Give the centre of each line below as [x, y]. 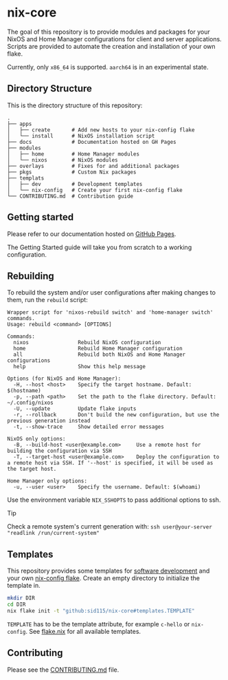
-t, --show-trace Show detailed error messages [89, 427]
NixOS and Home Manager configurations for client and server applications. [114, 39]
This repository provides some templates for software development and [109, 571]
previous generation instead [49, 421]
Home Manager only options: [47, 481]
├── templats [26, 178]
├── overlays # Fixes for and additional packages [93, 166]
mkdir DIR [21, 598]
